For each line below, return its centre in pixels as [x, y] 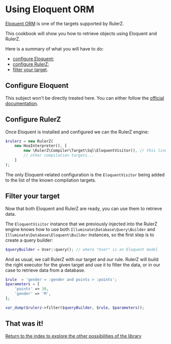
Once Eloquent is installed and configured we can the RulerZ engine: [77, 132]
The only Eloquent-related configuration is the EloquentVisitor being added [85, 174]
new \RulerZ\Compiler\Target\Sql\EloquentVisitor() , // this [90, 151]
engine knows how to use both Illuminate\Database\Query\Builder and [80, 229]
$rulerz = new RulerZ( [29, 141]
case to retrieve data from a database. [45, 270]
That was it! [24, 324]
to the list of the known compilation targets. [51, 180]
